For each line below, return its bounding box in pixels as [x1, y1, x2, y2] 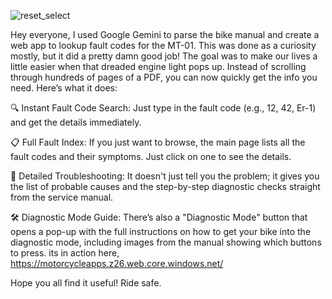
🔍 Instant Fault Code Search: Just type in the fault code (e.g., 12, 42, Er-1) [10, 102, 317, 114]
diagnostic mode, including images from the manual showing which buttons [10, 236, 322, 248]
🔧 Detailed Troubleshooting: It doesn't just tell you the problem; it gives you [10, 170, 320, 182]
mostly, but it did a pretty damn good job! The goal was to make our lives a [10, 50, 318, 62]
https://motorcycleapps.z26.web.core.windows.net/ [10, 258, 224, 269]
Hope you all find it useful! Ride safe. [10, 277, 162, 289]
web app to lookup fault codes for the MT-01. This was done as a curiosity [10, 40, 317, 51]
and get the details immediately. [10, 116, 142, 128]
